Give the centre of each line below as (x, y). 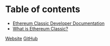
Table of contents (43, 9)
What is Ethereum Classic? (40, 28)
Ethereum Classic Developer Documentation (59, 23)
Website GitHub (21, 38)
